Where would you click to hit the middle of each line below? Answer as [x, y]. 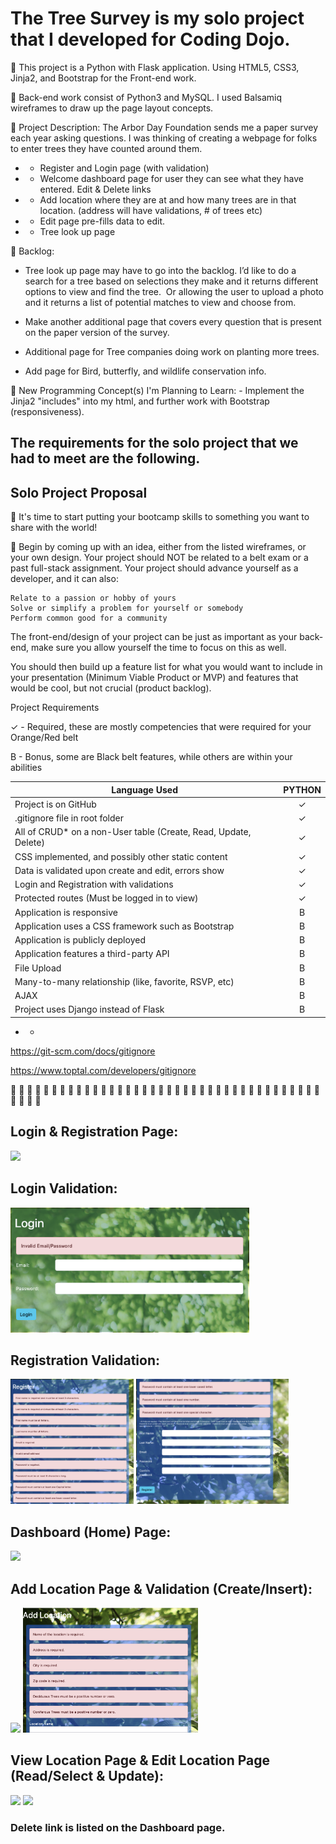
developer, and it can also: [64, 579]
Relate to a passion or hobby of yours [93, 598]
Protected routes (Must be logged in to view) [106, 898]
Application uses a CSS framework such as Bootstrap [124, 926]
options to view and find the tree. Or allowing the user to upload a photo [174, 291]
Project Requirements [55, 708]
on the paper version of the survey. [97, 332]
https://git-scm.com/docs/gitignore [83, 1051]
